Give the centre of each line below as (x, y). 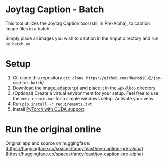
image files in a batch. (28, 28)
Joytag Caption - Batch (55, 9)
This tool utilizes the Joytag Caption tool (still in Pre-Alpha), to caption (78, 23)
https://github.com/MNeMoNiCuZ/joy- (124, 78)
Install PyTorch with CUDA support (48, 109)
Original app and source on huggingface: (48, 143)
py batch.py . (18, 43)
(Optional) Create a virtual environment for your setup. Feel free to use (86, 93)
